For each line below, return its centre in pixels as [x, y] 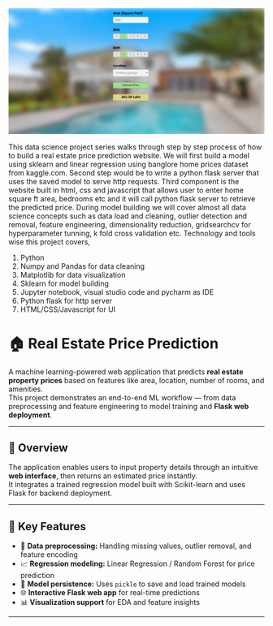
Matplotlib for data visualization [73, 274]
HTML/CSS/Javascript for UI [68, 309]
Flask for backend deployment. [60, 493]
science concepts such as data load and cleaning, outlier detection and [128, 216]
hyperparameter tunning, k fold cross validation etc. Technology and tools [132, 233]
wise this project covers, [50, 242]
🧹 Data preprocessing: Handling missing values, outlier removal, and [136, 546]
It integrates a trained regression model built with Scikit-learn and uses [127, 485]
